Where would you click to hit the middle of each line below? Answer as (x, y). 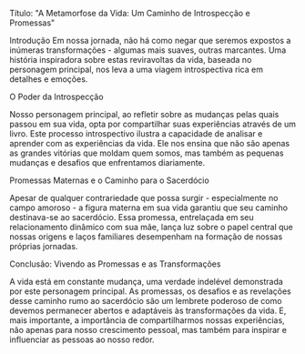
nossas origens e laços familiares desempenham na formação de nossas (146, 237)
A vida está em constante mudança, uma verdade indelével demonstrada (147, 282)
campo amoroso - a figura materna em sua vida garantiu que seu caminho (149, 207)
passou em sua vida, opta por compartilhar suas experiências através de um (153, 124)
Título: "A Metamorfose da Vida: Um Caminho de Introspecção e (130, 13)
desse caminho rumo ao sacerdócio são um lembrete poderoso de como (146, 301)
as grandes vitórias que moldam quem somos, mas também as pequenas (147, 153)
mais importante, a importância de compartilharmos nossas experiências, (147, 320)
